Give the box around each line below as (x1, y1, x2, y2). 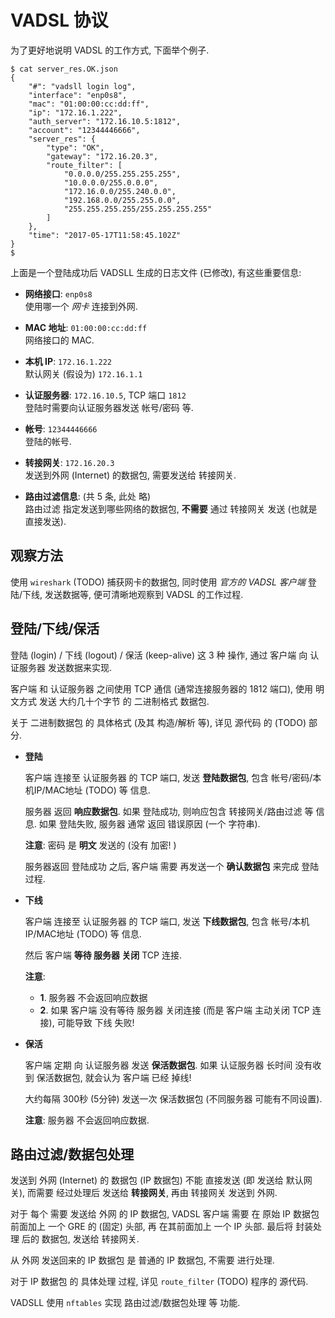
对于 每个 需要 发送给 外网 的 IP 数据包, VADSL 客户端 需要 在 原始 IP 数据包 (10, 1208, 320, 1220)
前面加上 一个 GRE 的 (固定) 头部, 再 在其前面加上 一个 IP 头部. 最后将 (10, 1221, 294, 1233)
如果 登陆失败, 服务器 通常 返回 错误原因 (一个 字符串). (38, 817, 261, 830)
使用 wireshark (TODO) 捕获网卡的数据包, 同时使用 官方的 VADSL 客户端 (10, 576, 306, 588)
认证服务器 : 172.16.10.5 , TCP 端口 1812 (24, 389, 187, 401)
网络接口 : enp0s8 (24, 287, 93, 300)
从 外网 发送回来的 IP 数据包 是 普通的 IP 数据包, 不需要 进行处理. (10, 1254, 275, 1266)
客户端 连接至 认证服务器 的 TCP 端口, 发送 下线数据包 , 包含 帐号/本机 (24, 915, 310, 927)
